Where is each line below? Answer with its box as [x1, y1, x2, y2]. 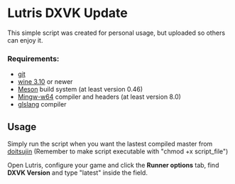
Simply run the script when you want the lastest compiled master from [7, 140, 213, 148]
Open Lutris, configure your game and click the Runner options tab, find [7, 161, 219, 170]
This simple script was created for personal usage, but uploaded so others [7, 28, 226, 37]
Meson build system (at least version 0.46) [17, 85, 143, 94]
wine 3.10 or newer [17, 77, 73, 86]
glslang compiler [17, 100, 67, 109]
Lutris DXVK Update [7, 5, 128, 21]
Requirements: [7, 53, 60, 63]
